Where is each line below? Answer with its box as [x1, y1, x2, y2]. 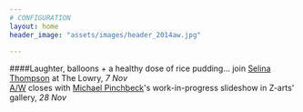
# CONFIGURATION [9, 13, 71, 23]
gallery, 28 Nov [9, 92, 66, 103]
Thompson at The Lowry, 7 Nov [9, 73, 127, 84]
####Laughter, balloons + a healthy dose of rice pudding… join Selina [9, 63, 271, 74]
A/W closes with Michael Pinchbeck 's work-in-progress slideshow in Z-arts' [9, 83, 295, 94]
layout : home [9, 22, 59, 31]
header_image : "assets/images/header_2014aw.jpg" [9, 30, 202, 39]
